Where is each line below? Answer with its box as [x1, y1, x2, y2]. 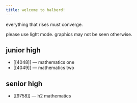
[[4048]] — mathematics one [13, 59, 75, 65]
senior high [6, 79, 43, 88]
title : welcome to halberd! [6, 7, 66, 13]
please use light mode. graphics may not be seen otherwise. [6, 31, 132, 37]
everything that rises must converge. [6, 21, 83, 27]
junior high [6, 46, 41, 55]
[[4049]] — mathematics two [13, 64, 74, 71]
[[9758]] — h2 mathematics [13, 93, 71, 99]
